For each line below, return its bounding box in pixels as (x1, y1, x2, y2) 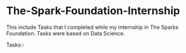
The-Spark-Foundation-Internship (6, 4, 181, 18)
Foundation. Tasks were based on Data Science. (6, 29, 126, 37)
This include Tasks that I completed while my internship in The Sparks (6, 24, 179, 31)
